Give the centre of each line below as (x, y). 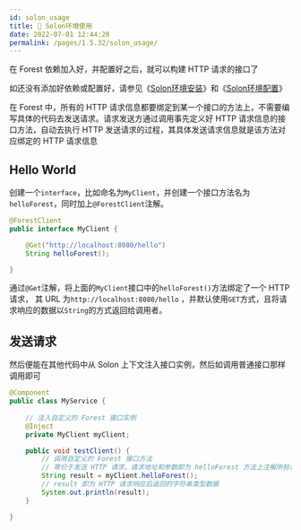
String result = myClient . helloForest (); (120, 476)
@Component (30, 393)
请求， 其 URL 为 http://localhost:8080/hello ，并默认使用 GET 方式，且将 (144, 299)
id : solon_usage (39, 17)
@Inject (39, 426)
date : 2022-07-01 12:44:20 (60, 34)
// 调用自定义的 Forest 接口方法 (97, 459)
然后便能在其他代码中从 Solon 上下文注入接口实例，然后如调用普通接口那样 (148, 365)
